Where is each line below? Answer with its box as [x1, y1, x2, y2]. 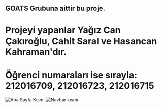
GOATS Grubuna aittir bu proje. [5, 4, 106, 13]
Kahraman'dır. [5, 46, 67, 57]
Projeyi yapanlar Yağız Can [5, 24, 121, 36]
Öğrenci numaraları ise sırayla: [5, 69, 138, 81]
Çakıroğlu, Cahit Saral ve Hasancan [5, 35, 157, 47]
